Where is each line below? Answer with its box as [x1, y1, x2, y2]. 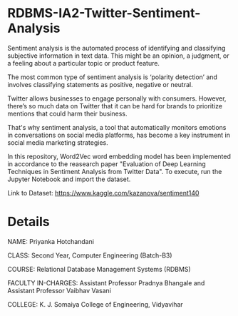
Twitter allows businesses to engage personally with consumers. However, [7, 94, 227, 103]
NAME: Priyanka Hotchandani [7, 237, 95, 245]
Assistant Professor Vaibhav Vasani [7, 286, 112, 295]
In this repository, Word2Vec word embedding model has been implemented [7, 152, 232, 160]
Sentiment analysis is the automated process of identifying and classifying [7, 44, 226, 52]
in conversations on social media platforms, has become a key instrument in [7, 131, 230, 139]
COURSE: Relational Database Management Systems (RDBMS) [7, 265, 191, 273]
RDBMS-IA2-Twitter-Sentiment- [7, 5, 201, 21]
